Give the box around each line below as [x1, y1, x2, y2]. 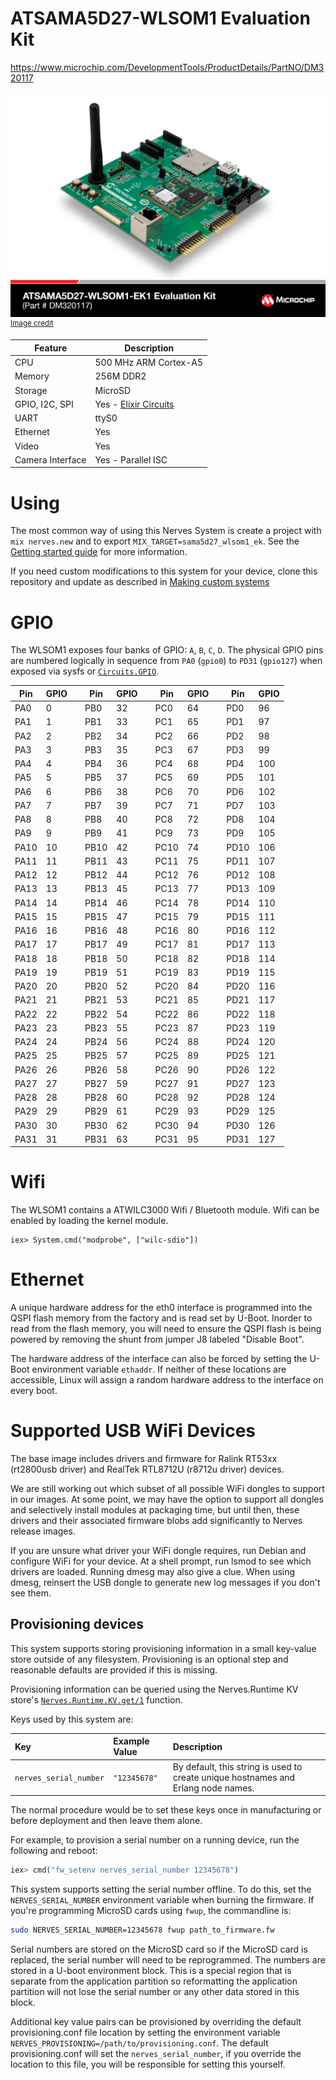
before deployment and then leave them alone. [10, 1815, 203, 1827]
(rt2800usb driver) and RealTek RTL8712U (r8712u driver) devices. [10, 1463, 285, 1476]
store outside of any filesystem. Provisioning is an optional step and [10, 1653, 289, 1665]
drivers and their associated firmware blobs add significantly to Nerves [10, 1515, 303, 1527]
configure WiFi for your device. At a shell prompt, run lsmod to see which [10, 1555, 312, 1567]
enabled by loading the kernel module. [10, 1215, 169, 1227]
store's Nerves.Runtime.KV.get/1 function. [10, 1693, 183, 1706]
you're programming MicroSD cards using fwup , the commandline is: [10, 1905, 292, 1916]
